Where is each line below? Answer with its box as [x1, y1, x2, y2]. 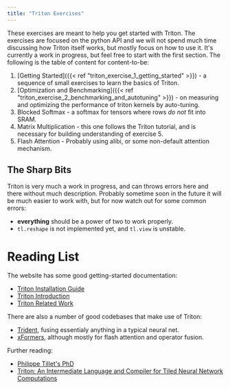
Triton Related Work [16, 299, 73, 307]
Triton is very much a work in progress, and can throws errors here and [7, 182, 209, 191]
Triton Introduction [16, 292, 70, 300]
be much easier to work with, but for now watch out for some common [7, 197, 207, 205]
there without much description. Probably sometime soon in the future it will [7, 189, 222, 198]
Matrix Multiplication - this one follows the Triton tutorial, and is [16, 122, 196, 130]
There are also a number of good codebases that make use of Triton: [7, 313, 203, 321]
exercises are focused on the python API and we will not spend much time [7, 36, 217, 45]
